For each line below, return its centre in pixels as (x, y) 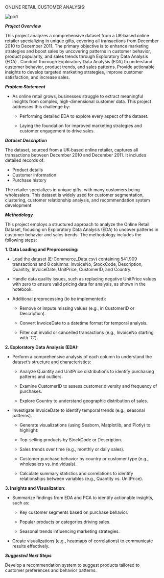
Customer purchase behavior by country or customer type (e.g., (84, 459)
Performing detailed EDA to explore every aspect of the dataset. (84, 116)
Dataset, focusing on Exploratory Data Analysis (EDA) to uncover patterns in (82, 229)
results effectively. (31, 546)
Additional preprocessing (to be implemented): (59, 299)
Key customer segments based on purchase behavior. (74, 512)
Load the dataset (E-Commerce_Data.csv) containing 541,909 (74, 259)
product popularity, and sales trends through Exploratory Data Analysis (77, 56)
